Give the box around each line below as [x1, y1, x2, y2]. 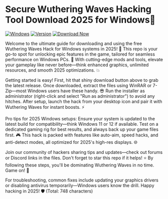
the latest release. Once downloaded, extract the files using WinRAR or [5, 82, 152, 88]
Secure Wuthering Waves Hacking [5, 4, 151, 15]
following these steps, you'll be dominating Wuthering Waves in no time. [5, 162, 154, 168]
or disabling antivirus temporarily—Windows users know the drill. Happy [5, 182, 154, 188]
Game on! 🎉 [5, 167, 30, 173]
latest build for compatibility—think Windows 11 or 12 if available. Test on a [5, 121, 159, 127]
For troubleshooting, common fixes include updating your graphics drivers [5, 177, 159, 183]
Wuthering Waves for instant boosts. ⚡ [5, 104, 85, 110]
